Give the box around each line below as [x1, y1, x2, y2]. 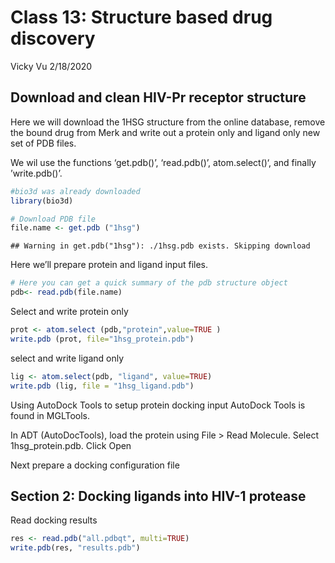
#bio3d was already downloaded [10, 186, 141, 196]
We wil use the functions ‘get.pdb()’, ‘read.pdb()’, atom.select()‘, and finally [10, 156, 317, 168]
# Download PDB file [10, 214, 97, 224]
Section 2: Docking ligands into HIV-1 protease [10, 487, 307, 505]
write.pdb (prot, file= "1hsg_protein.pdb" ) [10, 334, 195, 344]
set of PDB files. [10, 137, 77, 149]
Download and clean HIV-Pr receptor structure [10, 89, 307, 106]
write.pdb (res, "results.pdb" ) [10, 543, 141, 553]
